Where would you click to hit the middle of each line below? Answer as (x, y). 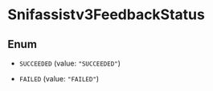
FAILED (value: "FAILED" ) (59, 79)
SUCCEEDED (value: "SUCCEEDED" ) (70, 63)
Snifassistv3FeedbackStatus (106, 15)
